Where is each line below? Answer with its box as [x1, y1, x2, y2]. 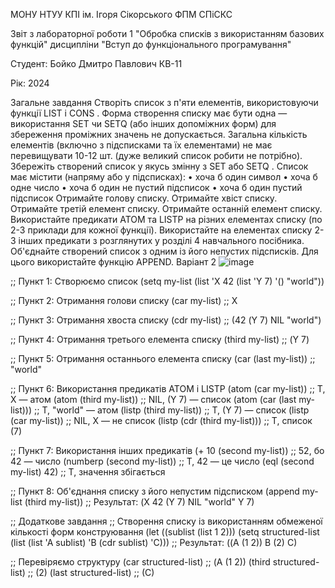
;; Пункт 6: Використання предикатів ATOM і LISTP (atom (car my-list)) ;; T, [10, 383, 326, 394]
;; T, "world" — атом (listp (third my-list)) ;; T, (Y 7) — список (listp [34, 404, 310, 416]
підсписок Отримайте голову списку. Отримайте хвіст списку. [10, 192, 278, 204]
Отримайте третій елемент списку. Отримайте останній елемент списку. [10, 203, 323, 214]
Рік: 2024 [10, 77, 50, 89]
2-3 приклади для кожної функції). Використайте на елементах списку [10, 224, 313, 236]
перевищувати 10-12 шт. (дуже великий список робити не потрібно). [10, 150, 303, 161]
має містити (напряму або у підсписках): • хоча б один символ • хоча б [10, 171, 318, 183]
